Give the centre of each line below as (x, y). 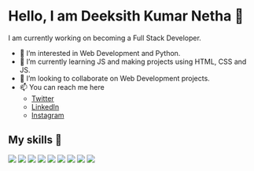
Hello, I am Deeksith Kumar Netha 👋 (126, 16)
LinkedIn (45, 106)
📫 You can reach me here (62, 87)
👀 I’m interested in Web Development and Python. (100, 53)
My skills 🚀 (35, 140)
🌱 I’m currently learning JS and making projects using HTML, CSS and (133, 61)
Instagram (48, 115)
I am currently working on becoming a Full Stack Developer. (105, 38)
